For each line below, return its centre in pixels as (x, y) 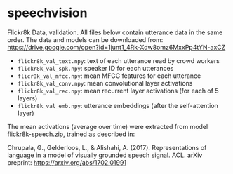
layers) (27, 98)
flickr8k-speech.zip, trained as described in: (71, 134)
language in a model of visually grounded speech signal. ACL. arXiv (105, 155)
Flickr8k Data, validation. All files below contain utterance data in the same (115, 32)
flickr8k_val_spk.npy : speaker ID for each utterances (95, 68)
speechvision (47, 13)
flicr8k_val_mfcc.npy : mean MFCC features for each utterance (109, 76)
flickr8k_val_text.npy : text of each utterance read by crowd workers (118, 60)
